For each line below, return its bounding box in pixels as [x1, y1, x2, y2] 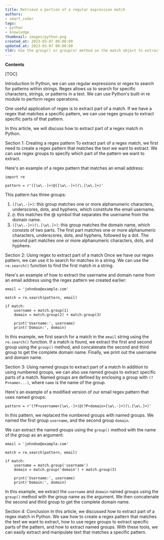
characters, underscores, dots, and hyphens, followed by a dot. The [12, 232, 149, 238]
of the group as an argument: [5, 432, 64, 438]
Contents [5, 62, 24, 67]
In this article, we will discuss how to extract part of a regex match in [5, 125, 143, 131]
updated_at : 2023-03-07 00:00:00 [5, 43, 73, 48]
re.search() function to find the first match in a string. [5, 262, 114, 268]
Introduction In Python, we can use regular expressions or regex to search [5, 80, 154, 86]
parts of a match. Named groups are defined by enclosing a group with [5, 374, 148, 380]
